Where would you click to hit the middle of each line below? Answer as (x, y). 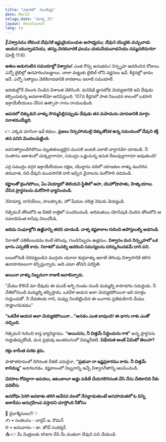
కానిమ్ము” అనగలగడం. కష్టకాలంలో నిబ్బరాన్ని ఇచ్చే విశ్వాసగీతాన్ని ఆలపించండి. (72, 368)
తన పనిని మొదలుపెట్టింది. (28, 139)
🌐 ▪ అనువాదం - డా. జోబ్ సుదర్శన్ (36, 427)
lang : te (14, 28)
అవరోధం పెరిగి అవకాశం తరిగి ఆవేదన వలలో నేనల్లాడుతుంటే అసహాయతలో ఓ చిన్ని (75, 396)
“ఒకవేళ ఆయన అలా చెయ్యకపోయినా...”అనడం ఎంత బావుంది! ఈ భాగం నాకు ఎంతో (78, 316)
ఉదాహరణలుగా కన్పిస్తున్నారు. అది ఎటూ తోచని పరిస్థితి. (53, 264)
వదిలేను (12, 385)
